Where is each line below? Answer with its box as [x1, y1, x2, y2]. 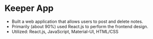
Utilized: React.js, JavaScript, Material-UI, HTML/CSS [11, 29, 119, 34]
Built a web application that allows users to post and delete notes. [11, 19, 143, 24]
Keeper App [4, 3, 54, 14]
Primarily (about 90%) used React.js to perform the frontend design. [11, 23, 149, 29]
